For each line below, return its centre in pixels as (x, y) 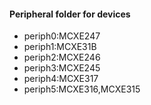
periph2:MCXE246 (62, 57)
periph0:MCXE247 (62, 36)
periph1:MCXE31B (60, 47)
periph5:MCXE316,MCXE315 (82, 89)
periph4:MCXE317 (61, 79)
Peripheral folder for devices (70, 14)
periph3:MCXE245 (62, 68)
